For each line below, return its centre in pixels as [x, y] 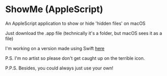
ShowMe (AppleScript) [54, 9]
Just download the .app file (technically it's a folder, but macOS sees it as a [84, 33]
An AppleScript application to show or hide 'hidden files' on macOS [75, 23]
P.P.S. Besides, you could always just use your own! [59, 68]
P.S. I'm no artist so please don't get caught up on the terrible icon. [75, 58]
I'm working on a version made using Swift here [55, 48]
